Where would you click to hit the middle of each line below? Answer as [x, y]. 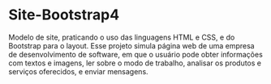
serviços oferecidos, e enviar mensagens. [78, 71]
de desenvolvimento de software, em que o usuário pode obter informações [136, 54]
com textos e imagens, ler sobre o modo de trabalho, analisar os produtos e [135, 63]
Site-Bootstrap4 [64, 15]
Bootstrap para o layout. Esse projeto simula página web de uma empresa [131, 45]
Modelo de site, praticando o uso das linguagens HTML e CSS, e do [122, 37]
